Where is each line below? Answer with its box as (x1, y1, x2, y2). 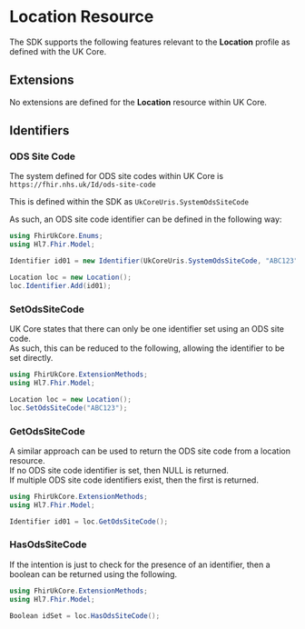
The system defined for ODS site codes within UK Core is (9, 171, 224, 182)
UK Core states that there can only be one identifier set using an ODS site (9, 324, 284, 334)
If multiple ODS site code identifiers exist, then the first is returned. (9, 474, 259, 485)
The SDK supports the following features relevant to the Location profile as (9, 36, 290, 47)
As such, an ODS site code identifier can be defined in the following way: (9, 214, 282, 225)
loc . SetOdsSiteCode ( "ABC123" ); (9, 403, 128, 413)
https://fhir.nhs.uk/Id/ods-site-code (9, 180, 156, 190)
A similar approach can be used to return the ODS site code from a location (9, 445, 290, 456)
